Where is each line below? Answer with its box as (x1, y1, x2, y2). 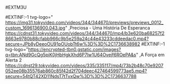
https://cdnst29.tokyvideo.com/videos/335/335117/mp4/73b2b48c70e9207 (5, 63, 164, 68)
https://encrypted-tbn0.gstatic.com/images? (28, 47, 121, 52)
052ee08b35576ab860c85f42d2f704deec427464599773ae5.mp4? (5, 68, 147, 74)
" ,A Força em (136, 52, 165, 58)
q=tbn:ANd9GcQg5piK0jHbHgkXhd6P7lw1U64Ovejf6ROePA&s (5, 52, 137, 58)
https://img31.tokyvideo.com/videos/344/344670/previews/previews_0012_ (5, 20, 164, 25)
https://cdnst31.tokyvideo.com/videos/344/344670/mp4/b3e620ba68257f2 (5, 30, 165, 36)
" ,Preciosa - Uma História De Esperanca (65, 25, 151, 31)
